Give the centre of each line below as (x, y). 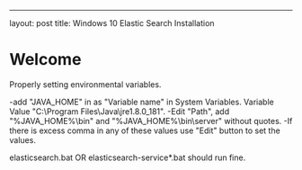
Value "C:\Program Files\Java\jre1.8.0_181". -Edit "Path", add (120, 111)
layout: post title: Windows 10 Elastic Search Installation (112, 23)
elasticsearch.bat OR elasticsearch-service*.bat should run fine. (128, 157)
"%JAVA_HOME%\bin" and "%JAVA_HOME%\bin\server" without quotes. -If (151, 121)
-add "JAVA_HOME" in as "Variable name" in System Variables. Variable (142, 102)
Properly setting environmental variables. (85, 84)
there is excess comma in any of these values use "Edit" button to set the (145, 130)
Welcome (45, 60)
